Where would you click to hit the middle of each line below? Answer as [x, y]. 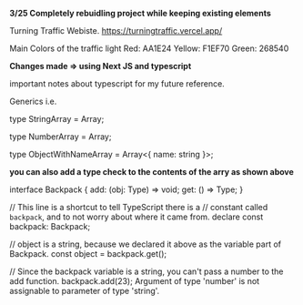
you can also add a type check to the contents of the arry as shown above [151, 172]
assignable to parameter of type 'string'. [85, 291]
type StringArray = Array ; [57, 119]
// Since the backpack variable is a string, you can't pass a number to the [146, 271]
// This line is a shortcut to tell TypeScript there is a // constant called [139, 207]
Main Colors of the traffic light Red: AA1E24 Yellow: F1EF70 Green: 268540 [149, 48]
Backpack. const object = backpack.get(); [88, 254]
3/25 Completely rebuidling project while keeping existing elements [140, 13]
